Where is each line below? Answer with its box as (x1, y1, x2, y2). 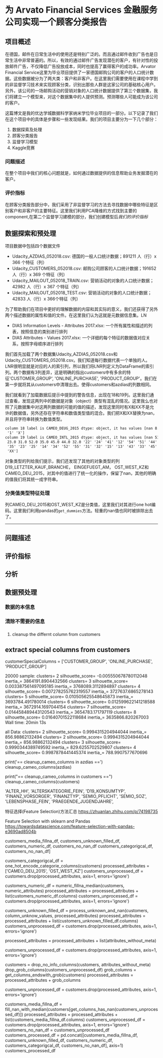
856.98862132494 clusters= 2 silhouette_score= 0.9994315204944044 (5, 734, 149, 740)
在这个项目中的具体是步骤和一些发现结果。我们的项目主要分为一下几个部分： (5, 116, 158, 122)
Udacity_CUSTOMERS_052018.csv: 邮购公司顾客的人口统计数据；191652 (12, 265, 157, 271)
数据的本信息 (5, 604, 35, 611)
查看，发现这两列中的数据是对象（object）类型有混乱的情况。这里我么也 (9, 398, 154, 404)
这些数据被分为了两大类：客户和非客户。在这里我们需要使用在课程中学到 (13, 76, 158, 81)
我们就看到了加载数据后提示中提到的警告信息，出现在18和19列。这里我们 (5, 392, 150, 398)
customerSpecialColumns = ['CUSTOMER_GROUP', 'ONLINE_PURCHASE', (5, 658, 153, 664)
